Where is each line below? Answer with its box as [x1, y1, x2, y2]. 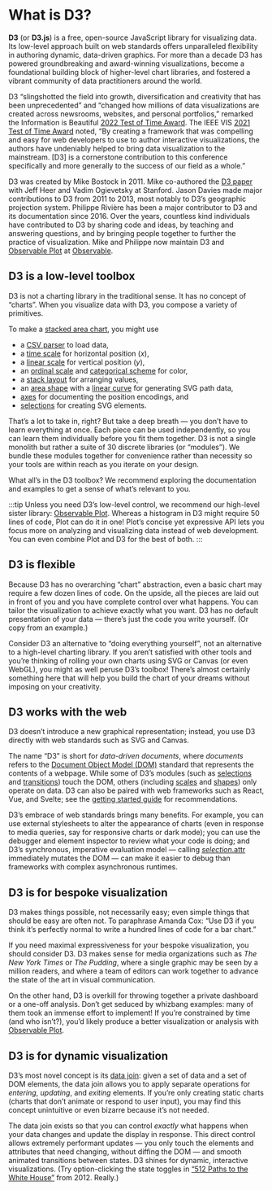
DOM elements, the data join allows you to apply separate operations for [8, 1079, 251, 1088]
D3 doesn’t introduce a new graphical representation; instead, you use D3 [8, 727, 256, 737]
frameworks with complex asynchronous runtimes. [8, 862, 179, 872]
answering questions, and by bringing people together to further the [8, 228, 237, 238]
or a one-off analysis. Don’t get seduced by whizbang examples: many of [8, 1000, 254, 1009]
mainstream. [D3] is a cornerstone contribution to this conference [8, 152, 228, 162]
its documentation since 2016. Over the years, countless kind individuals [8, 211, 250, 221]
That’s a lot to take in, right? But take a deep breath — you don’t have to [8, 416, 248, 426]
